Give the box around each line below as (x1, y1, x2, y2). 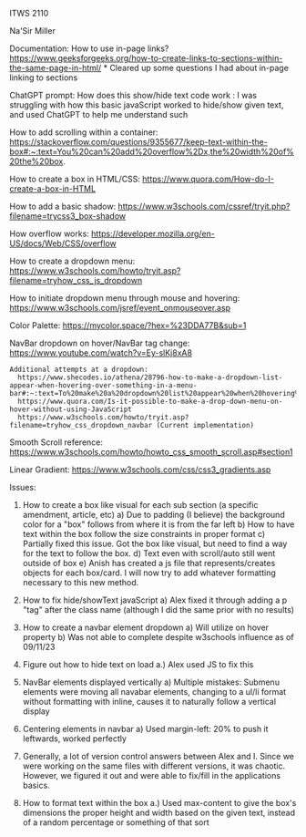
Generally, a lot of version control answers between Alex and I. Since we (22, 751, 294, 761)
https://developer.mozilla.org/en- (90, 228, 216, 239)
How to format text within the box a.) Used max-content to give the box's (22, 798, 297, 808)
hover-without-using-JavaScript (9, 405, 132, 414)
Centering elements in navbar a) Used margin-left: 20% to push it (22, 724, 269, 734)
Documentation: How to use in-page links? (9, 43, 169, 54)
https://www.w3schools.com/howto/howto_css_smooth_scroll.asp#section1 (9, 447, 293, 457)
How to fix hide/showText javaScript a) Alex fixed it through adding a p (22, 594, 288, 605)
